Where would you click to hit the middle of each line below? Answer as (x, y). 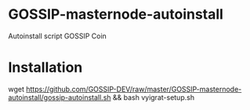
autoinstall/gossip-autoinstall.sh (60, 97)
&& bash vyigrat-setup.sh (153, 97)
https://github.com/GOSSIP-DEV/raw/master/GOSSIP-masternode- (134, 89)
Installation (45, 67)
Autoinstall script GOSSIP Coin (58, 36)
